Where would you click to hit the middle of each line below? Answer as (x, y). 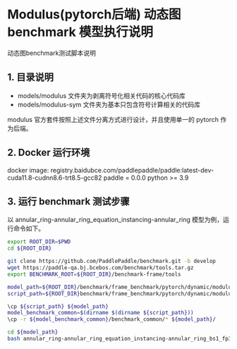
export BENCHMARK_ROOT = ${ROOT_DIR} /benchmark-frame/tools (94, 274)
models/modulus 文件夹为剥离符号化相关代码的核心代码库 (101, 95)
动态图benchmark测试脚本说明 (52, 53)
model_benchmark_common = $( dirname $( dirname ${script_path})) (101, 313)
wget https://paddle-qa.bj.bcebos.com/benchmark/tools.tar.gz (101, 268)
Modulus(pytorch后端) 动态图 (94, 14)
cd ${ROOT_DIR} (30, 249)
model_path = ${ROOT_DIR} (42, 287)
